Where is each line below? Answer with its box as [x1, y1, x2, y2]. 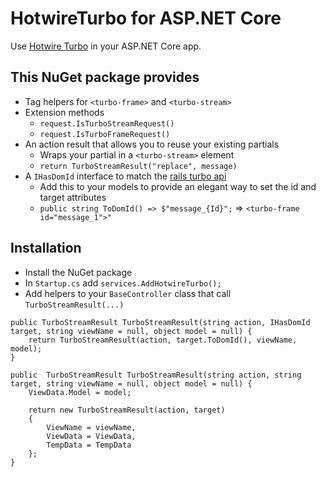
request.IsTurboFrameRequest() [39, 129, 171, 139]
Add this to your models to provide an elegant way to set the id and [39, 180, 317, 192]
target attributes [39, 191, 107, 203]
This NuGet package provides [10, 69, 200, 86]
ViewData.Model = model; [28, 387, 132, 397]
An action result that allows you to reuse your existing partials [24, 138, 280, 150]
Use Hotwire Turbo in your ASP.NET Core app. [10, 40, 202, 52]
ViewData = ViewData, [46, 431, 137, 441]
